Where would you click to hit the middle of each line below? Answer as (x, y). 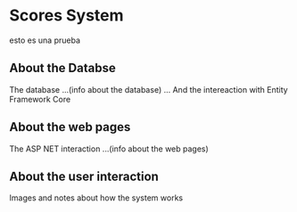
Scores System (66, 16)
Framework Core (40, 99)
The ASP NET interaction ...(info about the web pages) (109, 149)
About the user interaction (84, 176)
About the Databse (62, 68)
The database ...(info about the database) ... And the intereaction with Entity (148, 89)
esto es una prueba (45, 40)
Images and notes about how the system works (96, 198)
